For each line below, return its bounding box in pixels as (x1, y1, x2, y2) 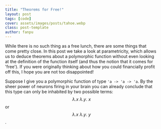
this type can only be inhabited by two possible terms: (5, 89, 113, 94)
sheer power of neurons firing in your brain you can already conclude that (5, 84, 153, 89)
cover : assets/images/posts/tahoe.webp (5, 20, 86, 26)
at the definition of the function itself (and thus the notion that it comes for (5, 59, 153, 64)
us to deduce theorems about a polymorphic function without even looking (5, 54, 154, 59)
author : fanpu (5, 30, 34, 35)
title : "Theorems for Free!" (5, 7, 64, 12)
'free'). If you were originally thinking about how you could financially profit (5, 64, 155, 70)
